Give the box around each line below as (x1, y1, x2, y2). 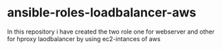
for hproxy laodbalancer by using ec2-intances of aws (7, 34, 161, 42)
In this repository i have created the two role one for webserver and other (7, 27, 215, 36)
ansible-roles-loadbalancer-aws (7, 5, 197, 21)
